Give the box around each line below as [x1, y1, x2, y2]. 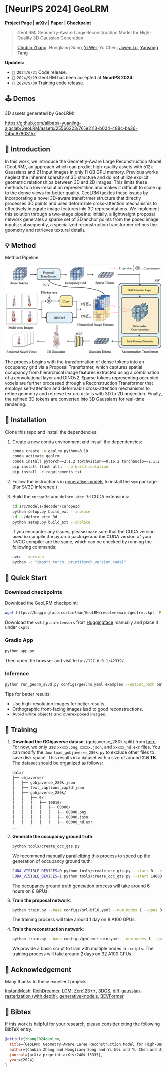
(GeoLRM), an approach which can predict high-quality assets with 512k [5, 163, 153, 170]
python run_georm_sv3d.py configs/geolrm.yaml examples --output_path [5, 682, 155, 687]
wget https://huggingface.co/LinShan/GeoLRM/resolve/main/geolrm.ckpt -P [5, 610, 162, 615]
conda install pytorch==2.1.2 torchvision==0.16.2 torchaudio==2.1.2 [12, 459, 160, 464]
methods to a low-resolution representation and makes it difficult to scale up [5, 184, 162, 190]
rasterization [5, 993, 31, 999]
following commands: [12, 544, 57, 550]
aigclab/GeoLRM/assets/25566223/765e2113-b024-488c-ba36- [5, 125, 138, 131]
